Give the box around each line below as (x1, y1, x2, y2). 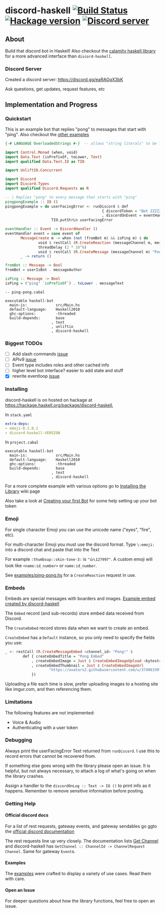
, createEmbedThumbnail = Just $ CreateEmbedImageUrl (31, 663, 144, 668)
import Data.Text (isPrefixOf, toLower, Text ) (5, 154, 102, 159)
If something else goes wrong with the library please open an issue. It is (5, 763, 151, 768)
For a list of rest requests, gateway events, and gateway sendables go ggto (5, 823, 157, 829)
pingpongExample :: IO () (5, 199, 58, 204)
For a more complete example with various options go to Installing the (5, 483, 146, 489)
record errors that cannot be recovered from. (5, 753, 96, 759)
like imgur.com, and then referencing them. (5, 686, 92, 692)
